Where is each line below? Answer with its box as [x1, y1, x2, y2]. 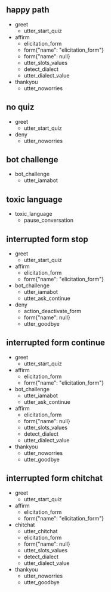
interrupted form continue [6, 338, 106, 348]
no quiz [6, 102, 35, 112]
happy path [6, 5, 50, 15]
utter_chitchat [23, 527, 58, 534]
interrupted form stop [6, 234, 88, 244]
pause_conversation [23, 216, 73, 224]
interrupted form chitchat [6, 473, 103, 483]
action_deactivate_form [23, 308, 82, 315]
